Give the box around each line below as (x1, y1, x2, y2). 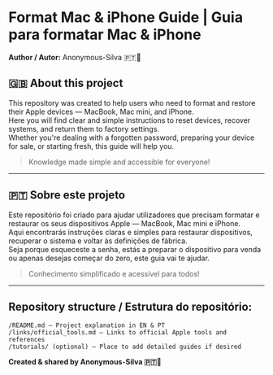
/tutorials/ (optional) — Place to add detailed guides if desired (8, 342, 242, 351)
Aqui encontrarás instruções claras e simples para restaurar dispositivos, (8, 227, 253, 237)
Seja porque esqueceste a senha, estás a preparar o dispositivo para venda (8, 244, 262, 254)
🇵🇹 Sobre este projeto (8, 188, 126, 203)
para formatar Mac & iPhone (8, 25, 201, 44)
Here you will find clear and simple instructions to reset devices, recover (8, 115, 251, 125)
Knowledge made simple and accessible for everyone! (28, 157, 210, 167)
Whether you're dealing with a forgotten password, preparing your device (8, 133, 255, 142)
